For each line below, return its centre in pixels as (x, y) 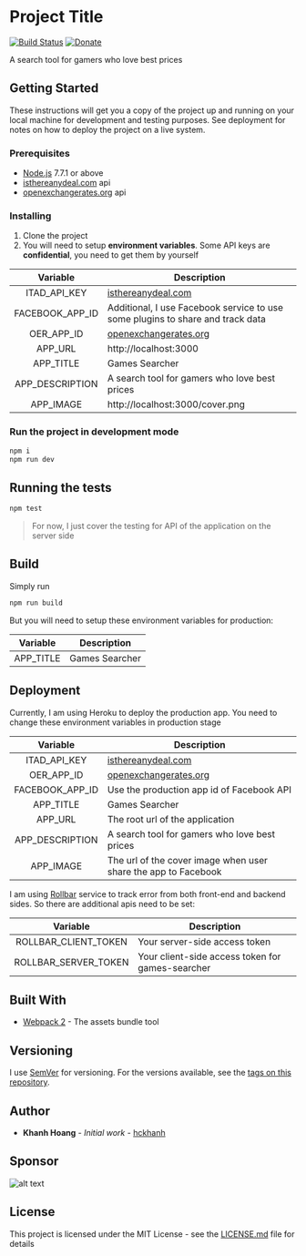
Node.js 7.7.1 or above (63, 173)
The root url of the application (171, 819)
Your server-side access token (204, 942)
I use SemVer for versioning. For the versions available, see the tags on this (150, 1073)
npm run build (36, 603)
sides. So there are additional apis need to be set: (102, 904)
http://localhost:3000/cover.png (176, 404)
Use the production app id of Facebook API (199, 790)
